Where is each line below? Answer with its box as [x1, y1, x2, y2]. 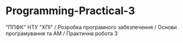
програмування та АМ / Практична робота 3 [5, 29, 118, 37]
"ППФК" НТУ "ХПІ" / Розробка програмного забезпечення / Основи [5, 24, 177, 31]
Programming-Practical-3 [5, 4, 136, 18]
